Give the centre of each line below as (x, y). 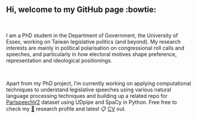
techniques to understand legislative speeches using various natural (89, 89)
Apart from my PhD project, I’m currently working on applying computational (98, 83)
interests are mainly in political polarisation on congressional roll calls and (95, 48)
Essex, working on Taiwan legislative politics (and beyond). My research (94, 41)
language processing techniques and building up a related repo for (87, 96)
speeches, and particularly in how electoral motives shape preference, (91, 54)
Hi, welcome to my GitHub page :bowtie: (81, 10)
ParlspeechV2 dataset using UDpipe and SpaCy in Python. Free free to (92, 102)
